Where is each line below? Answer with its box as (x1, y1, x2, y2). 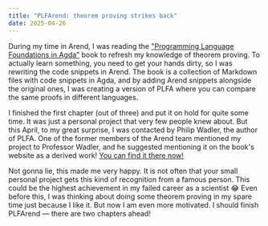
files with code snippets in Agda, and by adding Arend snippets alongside (8, 75, 252, 85)
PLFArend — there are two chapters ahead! (8, 208, 151, 218)
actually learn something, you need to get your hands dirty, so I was (8, 58, 233, 68)
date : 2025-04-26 (8, 19, 67, 27)
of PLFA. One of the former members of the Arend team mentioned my (8, 133, 242, 143)
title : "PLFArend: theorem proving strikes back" (8, 11, 178, 20)
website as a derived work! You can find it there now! (8, 150, 185, 160)
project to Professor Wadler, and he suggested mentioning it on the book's (8, 142, 255, 151)
